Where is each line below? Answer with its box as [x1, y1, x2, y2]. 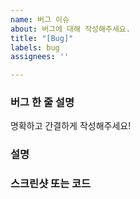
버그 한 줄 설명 [10, 96, 75, 110]
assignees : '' [10, 52, 70, 62]
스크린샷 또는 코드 [10, 177, 92, 191]
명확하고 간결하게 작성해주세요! [10, 120, 132, 132]
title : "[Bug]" [10, 33, 74, 43]
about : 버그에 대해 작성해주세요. [10, 24, 131, 34]
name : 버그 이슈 [10, 14, 70, 25]
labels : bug [10, 42, 60, 53]
